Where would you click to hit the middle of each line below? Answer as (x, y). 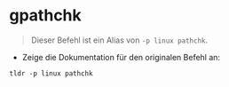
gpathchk (45, 16)
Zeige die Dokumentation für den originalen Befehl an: (121, 57)
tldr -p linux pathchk (51, 73)
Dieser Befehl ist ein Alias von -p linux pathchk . (119, 40)
